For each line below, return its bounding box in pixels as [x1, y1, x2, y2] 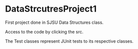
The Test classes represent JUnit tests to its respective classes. [5, 38, 134, 44]
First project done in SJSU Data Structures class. [5, 19, 104, 25]
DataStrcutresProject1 [5, 3, 97, 15]
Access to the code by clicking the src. [5, 29, 84, 34]
